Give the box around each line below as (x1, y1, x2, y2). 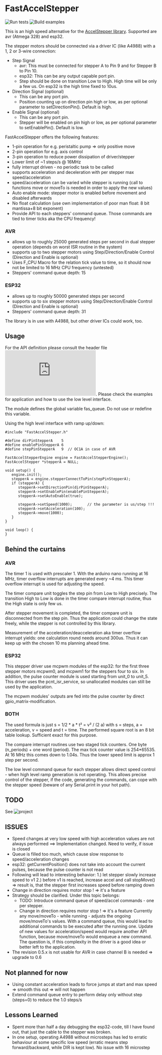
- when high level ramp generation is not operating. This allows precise (5, 771, 147, 777)
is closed (12, 846, 30, 852)
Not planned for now (5, 969, 68, 977)
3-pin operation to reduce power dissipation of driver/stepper (12, 153, 135, 159)
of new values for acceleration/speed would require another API (19, 929, 147, 935)
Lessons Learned (5, 1011, 58, 1019)
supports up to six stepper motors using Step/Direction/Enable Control (12, 298, 153, 304)
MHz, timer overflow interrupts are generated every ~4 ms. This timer (5, 576, 144, 582)
